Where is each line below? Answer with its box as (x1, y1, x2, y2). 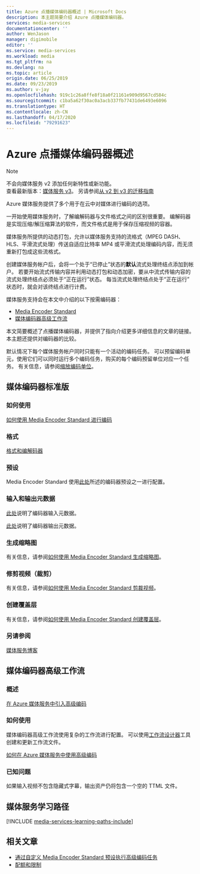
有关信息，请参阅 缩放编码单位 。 (17, 363, 97, 370)
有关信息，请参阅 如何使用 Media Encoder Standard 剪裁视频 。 (6, 584, 159, 592)
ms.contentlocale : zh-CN (6, 109, 68, 115)
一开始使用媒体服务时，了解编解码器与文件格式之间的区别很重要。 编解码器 (6, 213, 191, 220)
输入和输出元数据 (6, 494, 56, 503)
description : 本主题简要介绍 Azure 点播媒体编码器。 (6, 14, 127, 20)
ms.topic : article (6, 70, 52, 76)
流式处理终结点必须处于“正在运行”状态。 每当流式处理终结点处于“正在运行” (6, 276, 190, 283)
